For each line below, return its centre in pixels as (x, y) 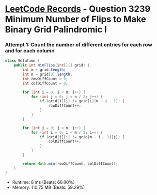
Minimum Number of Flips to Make (76, 19)
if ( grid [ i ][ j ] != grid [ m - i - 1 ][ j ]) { (82, 137)
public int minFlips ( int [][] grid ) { (52, 65)
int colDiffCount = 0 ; (45, 83)
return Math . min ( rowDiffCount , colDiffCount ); (70, 163)
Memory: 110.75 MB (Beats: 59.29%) (48, 187)
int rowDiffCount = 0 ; (45, 79)
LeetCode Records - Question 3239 (78, 9)
